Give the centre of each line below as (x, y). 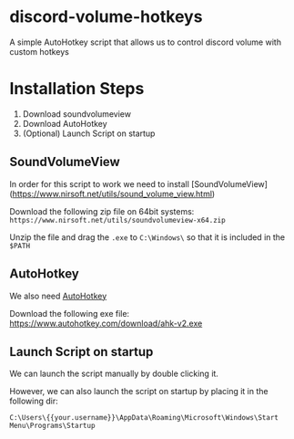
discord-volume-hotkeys (106, 17)
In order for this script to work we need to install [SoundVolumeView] (139, 183)
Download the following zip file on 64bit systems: (102, 211)
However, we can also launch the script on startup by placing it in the (139, 392)
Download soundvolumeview (77, 114)
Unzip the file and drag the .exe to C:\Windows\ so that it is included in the (147, 237)
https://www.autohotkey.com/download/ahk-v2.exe (106, 323)
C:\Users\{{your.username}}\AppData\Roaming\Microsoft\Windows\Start (144, 418)
